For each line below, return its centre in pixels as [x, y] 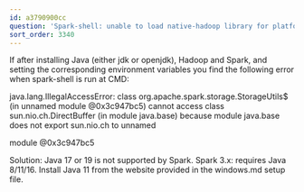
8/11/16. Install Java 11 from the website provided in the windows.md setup [147, 170]
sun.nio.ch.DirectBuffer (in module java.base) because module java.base [145, 116]
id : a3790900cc [38, 18]
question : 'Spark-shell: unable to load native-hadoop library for [139, 26]
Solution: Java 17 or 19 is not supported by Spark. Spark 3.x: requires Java [148, 160]
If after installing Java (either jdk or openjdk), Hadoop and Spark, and [138, 60]
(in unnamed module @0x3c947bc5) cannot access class [117, 106]
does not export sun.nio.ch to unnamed [83, 125]
